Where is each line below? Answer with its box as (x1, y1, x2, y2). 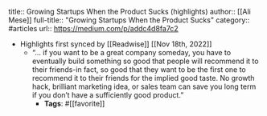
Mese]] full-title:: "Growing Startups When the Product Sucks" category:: (8, 15, 250, 25)
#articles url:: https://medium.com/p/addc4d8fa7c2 (8, 24, 179, 33)
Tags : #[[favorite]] (43, 99, 105, 108)
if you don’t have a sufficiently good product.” (31, 90, 184, 99)
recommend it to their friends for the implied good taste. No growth (31, 74, 255, 82)
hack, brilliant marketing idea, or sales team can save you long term (31, 82, 257, 91)
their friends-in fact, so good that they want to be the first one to (31, 65, 247, 74)
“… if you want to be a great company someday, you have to (31, 48, 232, 57)
